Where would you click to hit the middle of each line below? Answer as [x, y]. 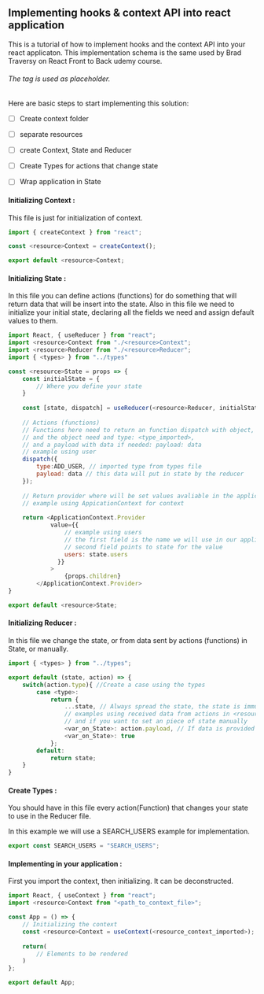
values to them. [33, 321]
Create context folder [54, 119]
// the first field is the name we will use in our [150, 539]
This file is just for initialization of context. [75, 218]
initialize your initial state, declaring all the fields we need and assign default [131, 312]
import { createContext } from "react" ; [75, 232]
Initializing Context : [42, 200]
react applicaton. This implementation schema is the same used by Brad [125, 52]
